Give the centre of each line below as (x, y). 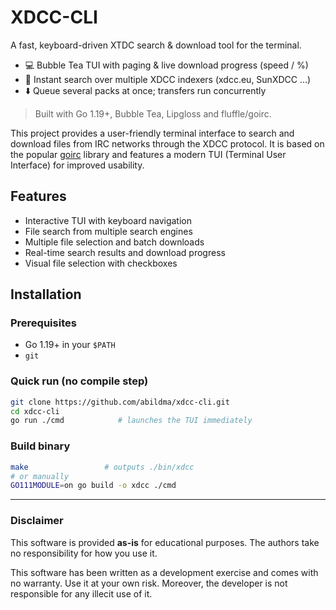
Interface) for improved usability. (77, 165)
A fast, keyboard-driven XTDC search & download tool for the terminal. (156, 45)
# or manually (40, 476)
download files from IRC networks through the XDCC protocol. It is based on (167, 143)
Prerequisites (43, 323)
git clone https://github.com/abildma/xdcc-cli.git (120, 402)
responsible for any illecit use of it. (81, 593)
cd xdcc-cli (35, 411)
